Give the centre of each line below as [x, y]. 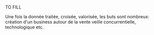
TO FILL [13, 7]
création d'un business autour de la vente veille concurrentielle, [70, 22]
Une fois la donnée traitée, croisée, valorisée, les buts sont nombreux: [77, 17]
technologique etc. [24, 27]
